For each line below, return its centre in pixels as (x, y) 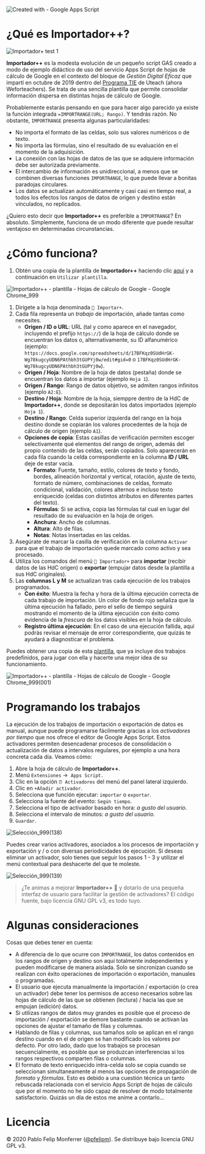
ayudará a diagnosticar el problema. (70, 639)
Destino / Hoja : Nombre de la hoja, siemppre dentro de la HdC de (106, 398)
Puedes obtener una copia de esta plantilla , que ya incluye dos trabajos (96, 651)
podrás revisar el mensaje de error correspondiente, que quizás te (107, 632)
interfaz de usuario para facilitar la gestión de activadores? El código (107, 894)
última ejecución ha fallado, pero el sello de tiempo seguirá (98, 606)
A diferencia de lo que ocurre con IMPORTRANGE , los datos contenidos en (105, 954)
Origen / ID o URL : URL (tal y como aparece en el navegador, (100, 326)
